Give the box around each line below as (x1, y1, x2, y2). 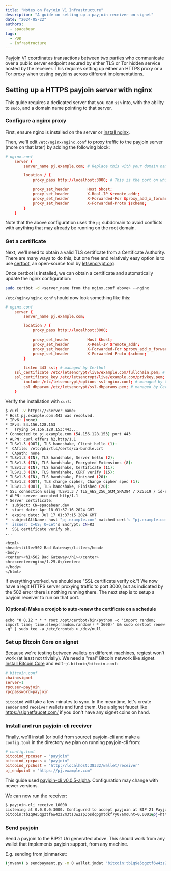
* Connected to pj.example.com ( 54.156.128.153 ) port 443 (5, 432, 131, 437)
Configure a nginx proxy (5, 117, 67, 124)
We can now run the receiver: (5, 792, 67, 799)
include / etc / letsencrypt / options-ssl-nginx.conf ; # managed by (23, 379, 163, 385)
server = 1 (5, 680, 24, 685)
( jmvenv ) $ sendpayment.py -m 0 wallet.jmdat (5, 860, 103, 866)
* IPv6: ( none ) (5, 418, 38, 423)
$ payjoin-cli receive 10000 (5, 802, 67, 807)
